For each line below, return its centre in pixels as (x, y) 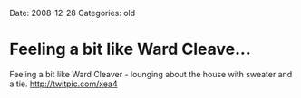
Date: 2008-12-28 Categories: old (73, 13)
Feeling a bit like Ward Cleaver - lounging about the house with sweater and (151, 74)
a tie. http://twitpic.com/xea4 (63, 84)
